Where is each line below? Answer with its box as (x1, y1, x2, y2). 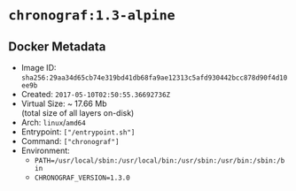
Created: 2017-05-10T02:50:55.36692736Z (20, 89, 170, 99)
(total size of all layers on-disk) (20, 108, 135, 118)
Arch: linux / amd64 (20, 118, 86, 127)
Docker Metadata (8, 39, 106, 54)
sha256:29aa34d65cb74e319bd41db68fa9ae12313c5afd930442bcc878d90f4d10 (20, 73, 288, 82)
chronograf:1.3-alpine (8, 7, 175, 24)
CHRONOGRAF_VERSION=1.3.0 (34, 173, 130, 182)
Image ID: (20, 63, 57, 73)
